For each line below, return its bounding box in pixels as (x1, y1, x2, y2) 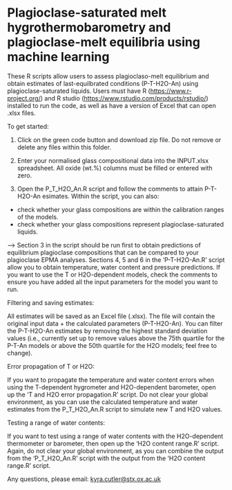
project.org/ (7, 94, 41, 102)
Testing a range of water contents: (7, 418, 106, 427)
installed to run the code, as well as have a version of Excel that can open (7, 101, 216, 110)
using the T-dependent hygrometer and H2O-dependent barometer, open (7, 383, 216, 391)
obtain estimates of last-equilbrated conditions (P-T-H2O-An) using (7, 79, 199, 87)
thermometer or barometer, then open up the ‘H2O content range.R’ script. (7, 439, 220, 448)
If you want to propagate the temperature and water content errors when (7, 376, 214, 384)
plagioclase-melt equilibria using (7, 35, 200, 50)
